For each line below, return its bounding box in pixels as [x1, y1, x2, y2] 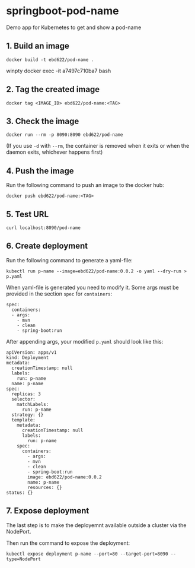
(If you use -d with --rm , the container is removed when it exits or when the [6, 142, 190, 150]
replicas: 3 [11, 391, 41, 397]
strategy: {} [11, 411, 44, 418]
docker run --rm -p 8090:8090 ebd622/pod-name [6, 132, 123, 138]
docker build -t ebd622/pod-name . [6, 56, 94, 63]
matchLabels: [17, 401, 49, 407]
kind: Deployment [6, 354, 49, 360]
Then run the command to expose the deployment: [6, 539, 130, 547]
